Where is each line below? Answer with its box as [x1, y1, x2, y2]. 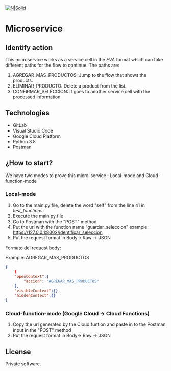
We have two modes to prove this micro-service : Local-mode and [5, 172, 144, 179]
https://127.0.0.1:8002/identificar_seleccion [12, 229, 103, 235]
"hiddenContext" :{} [14, 293, 56, 298]
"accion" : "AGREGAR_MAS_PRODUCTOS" [23, 279, 100, 284]
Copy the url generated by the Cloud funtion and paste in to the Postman [12, 321, 166, 328]
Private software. [5, 361, 41, 367]
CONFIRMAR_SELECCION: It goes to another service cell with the [12, 89, 151, 94]
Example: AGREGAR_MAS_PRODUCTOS [5, 254, 89, 260]
